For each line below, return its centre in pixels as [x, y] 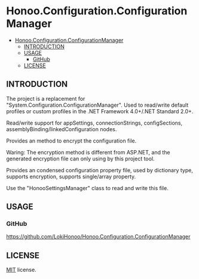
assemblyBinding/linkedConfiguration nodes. [62, 129]
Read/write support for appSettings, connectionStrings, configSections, [94, 123]
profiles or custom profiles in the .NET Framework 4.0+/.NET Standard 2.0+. [100, 111]
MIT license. [22, 270]
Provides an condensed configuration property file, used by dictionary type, [99, 170]
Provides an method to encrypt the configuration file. [71, 141]
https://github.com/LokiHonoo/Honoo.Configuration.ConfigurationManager [98, 237]
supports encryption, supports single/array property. [71, 176]
